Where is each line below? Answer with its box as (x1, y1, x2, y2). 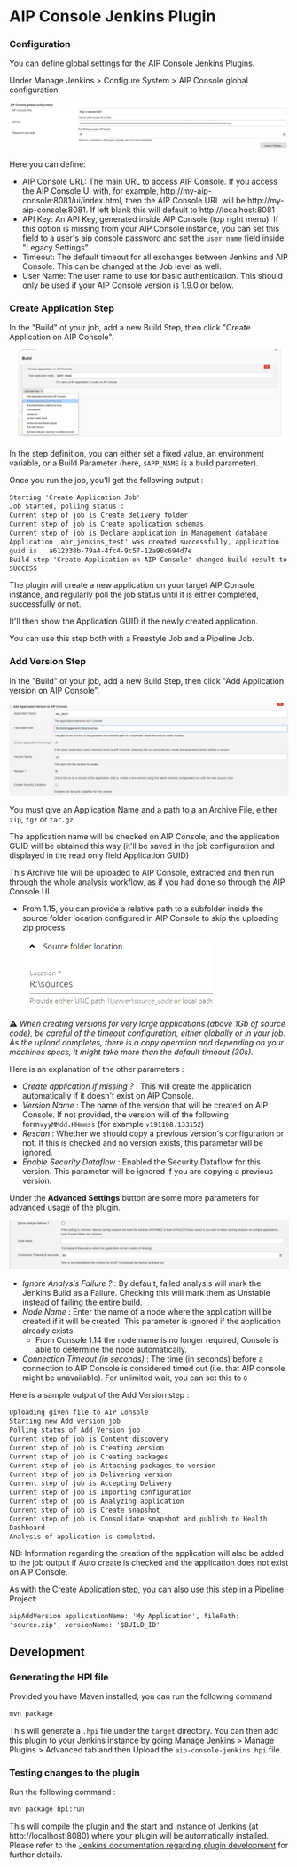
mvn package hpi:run (9, 1805, 86, 1814)
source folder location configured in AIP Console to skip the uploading (21, 912, 279, 923)
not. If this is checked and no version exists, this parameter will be (21, 1137, 264, 1148)
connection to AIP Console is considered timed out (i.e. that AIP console (21, 1363, 285, 1373)
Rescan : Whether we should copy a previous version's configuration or (21, 1128, 285, 1139)
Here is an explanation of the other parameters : (9, 1063, 184, 1074)
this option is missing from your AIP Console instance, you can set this (21, 223, 280, 234)
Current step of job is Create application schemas (9, 520, 204, 529)
